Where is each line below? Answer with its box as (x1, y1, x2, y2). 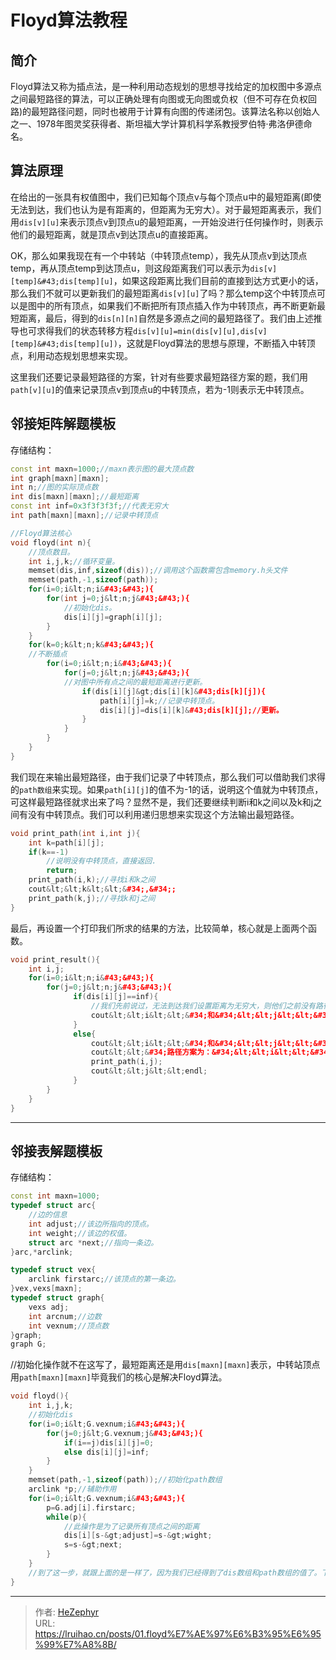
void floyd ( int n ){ (10, 537, 92, 548)
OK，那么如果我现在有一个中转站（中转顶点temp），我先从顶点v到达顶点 (10, 249, 308, 261)
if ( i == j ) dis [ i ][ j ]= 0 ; (63, 1437, 155, 1448)
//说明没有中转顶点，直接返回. (46, 856, 157, 866)
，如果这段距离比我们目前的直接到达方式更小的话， (113, 274, 324, 286)
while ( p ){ (46, 1512, 87, 1522)
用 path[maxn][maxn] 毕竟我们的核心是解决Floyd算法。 (10, 1371, 228, 1383)
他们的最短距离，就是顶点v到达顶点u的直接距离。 (10, 228, 214, 240)
